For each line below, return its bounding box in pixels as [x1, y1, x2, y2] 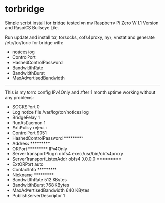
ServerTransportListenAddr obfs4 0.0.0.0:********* [12, 156, 122, 162]
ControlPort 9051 [12, 130, 47, 136]
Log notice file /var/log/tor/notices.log [12, 109, 89, 115]
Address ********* [12, 140, 50, 146]
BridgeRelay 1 [12, 114, 40, 120]
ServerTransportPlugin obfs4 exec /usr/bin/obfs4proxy [12, 151, 124, 156]
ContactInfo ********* [12, 166, 57, 172]
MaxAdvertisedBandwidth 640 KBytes [12, 187, 90, 193]
